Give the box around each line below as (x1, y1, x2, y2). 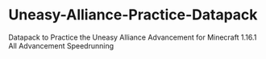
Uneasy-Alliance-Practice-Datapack (8, 6, 258, 24)
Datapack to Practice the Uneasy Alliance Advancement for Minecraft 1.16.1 (8, 32, 257, 42)
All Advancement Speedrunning (8, 40, 114, 50)
